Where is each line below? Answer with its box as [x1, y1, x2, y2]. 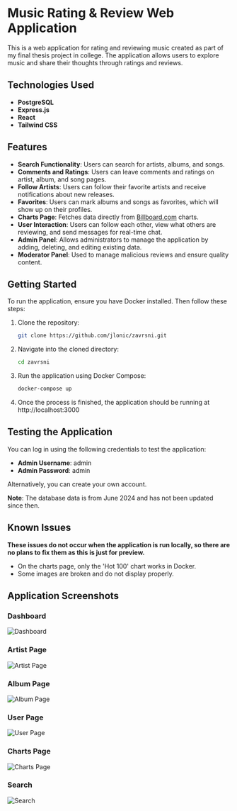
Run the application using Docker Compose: [17, 371, 146, 380]
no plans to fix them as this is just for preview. [7, 548, 145, 556]
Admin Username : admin [17, 459, 92, 467]
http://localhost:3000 [17, 405, 80, 414]
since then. [7, 501, 40, 510]
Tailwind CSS [17, 121, 58, 129]
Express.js [17, 105, 50, 114]
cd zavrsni [17, 359, 50, 366]
